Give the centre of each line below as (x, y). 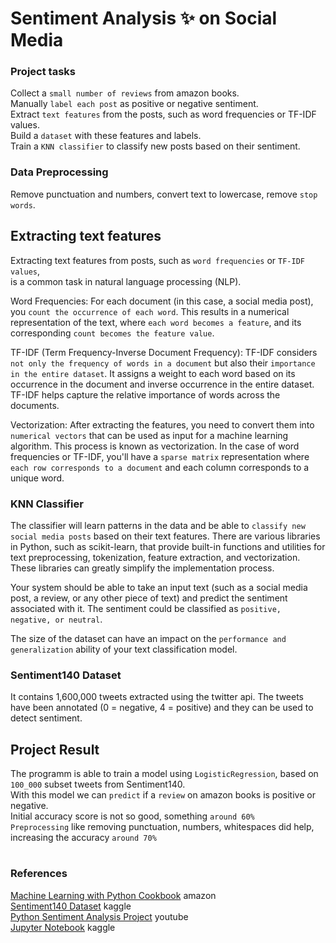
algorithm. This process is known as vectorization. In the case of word (155, 446)
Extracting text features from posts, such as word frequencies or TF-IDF (157, 260)
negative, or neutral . (56, 619)
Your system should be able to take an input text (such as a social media (159, 587)
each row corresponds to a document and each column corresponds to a (160, 467)
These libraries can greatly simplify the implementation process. (142, 568)
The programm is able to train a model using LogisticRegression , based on (164, 773)
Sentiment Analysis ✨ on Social (144, 18)
